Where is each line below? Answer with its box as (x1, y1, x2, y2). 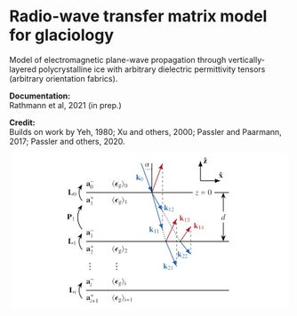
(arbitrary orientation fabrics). (9, 73, 118, 83)
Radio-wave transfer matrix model (9, 6, 268, 27)
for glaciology (9, 25, 114, 45)
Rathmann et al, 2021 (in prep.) (9, 99, 122, 110)
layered (9, 64, 37, 75)
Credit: (9, 117, 36, 128)
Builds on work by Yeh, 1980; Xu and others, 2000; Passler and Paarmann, (9, 126, 282, 137)
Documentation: (9, 91, 71, 101)
